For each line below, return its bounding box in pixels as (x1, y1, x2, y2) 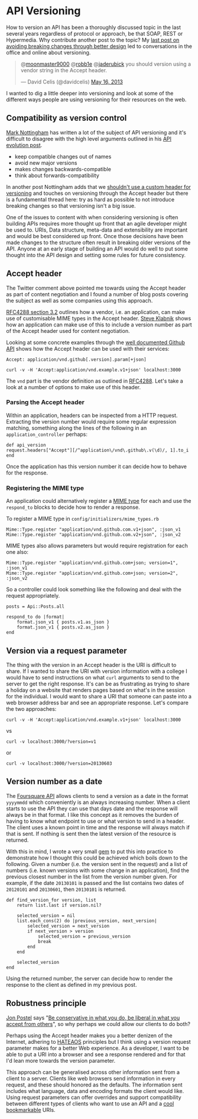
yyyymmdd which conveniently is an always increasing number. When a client (6, 799, 190, 806)
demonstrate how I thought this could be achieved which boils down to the (6, 854, 188, 861)
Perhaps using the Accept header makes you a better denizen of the (6, 1032, 173, 1039)
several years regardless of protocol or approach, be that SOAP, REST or (6, 30, 183, 37)
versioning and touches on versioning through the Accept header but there (6, 190, 189, 197)
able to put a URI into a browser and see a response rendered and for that (6, 1050, 186, 1058)
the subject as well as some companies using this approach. (6, 297, 153, 304)
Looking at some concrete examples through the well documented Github (6, 339, 185, 346)
